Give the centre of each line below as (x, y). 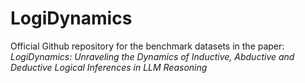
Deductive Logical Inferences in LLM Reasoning (109, 67)
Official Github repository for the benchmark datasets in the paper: (147, 46)
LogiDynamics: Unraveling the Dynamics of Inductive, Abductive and (152, 56)
